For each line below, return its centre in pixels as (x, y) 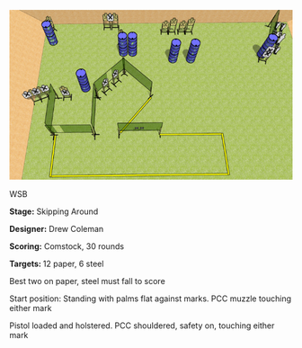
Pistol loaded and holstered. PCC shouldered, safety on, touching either (142, 326)
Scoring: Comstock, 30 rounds (67, 246)
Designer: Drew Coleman (57, 229)
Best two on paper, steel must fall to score (88, 281)
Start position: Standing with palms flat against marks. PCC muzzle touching (151, 299)
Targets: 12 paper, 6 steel (57, 264)
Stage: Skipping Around (54, 211)
